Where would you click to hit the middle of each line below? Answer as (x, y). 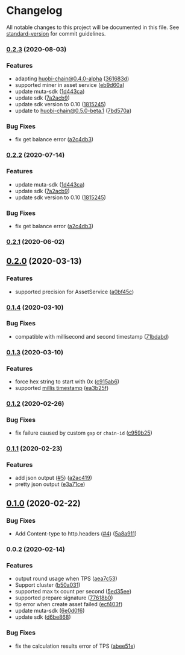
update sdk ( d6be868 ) (43, 617)
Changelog (34, 11)
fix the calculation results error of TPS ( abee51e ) (75, 646)
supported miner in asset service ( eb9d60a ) (70, 85)
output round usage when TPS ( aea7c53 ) (66, 579)
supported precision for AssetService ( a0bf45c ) (74, 292)
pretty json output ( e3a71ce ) (50, 484)
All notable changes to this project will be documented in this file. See (93, 27)
